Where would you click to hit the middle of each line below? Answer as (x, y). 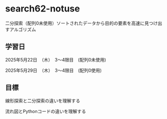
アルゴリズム (23, 29)
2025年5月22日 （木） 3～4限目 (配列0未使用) (56, 59)
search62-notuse (43, 9)
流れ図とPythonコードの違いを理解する (46, 111)
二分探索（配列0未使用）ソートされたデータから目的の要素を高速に (75, 23)
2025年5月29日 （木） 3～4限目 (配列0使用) (54, 70)
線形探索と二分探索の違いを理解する (43, 100)
